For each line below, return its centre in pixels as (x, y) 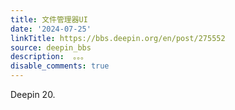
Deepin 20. (33, 94)
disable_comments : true (60, 66)
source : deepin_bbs (51, 47)
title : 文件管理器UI (49, 19)
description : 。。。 (49, 57)
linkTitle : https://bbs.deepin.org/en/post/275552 (118, 38)
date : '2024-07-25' (51, 29)
